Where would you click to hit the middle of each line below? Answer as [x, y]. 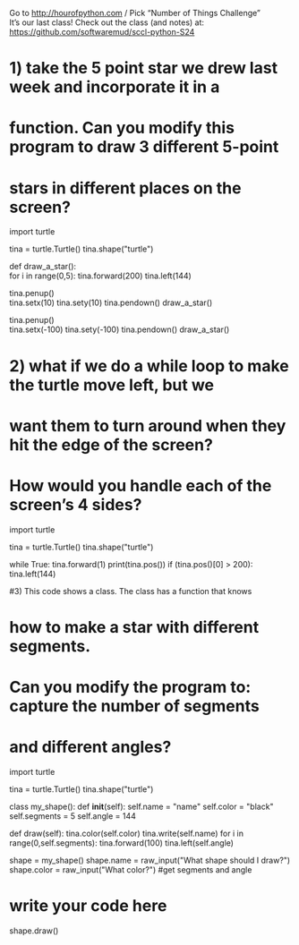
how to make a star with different [134, 627]
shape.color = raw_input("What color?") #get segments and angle [131, 869]
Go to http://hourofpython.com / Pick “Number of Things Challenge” [135, 13]
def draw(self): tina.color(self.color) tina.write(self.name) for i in [127, 833]
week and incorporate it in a [115, 87]
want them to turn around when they [148, 426]
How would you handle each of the [141, 485]
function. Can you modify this [122, 128]
